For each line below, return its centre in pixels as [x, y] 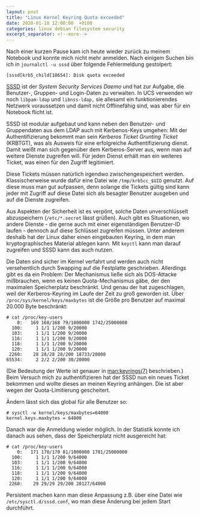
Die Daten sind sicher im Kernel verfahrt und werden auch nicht [85, 262]
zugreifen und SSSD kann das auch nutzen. [60, 250]
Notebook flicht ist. [30, 112]
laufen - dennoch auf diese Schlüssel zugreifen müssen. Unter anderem [95, 231]
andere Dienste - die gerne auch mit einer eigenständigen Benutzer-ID [93, 225]
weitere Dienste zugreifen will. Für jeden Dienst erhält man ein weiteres [94, 156]
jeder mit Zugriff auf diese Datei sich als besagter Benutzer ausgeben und [98, 193]
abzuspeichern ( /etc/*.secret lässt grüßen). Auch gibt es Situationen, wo [98, 218]
